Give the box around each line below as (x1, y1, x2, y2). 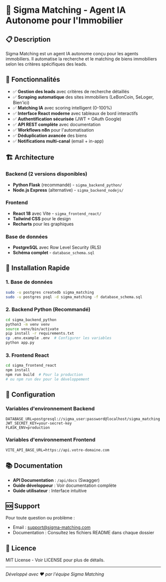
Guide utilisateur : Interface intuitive (12, 487, 87, 493)
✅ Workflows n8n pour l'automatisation (12, 127, 94, 133)
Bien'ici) (12, 100, 30, 105)
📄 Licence (5, 544, 36, 552)
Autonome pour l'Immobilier (5, 15, 123, 26)
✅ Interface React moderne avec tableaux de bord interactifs (12, 110, 138, 116)
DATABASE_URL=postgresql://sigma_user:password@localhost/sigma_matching (5, 416, 161, 421)
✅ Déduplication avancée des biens (12, 133, 87, 138)
